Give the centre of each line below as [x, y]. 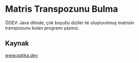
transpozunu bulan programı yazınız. [42, 28]
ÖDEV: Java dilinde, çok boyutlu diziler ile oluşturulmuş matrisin [70, 23]
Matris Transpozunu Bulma [62, 9]
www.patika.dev [21, 55]
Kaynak [17, 44]
